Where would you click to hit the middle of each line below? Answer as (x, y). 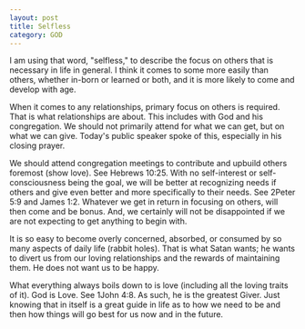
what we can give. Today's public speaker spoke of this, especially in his (146, 136)
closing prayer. (37, 145)
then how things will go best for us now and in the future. (117, 314)
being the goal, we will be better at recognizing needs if (172, 183)
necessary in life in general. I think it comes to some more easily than (139, 70)
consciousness (38, 183)
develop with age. (43, 90)
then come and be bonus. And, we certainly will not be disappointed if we (147, 212)
